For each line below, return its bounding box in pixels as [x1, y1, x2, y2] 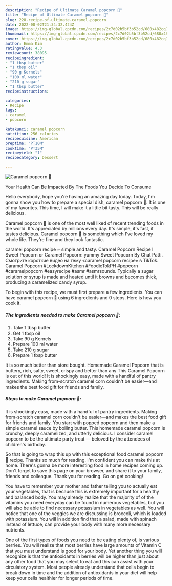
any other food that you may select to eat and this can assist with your [5, 558, 154, 564]
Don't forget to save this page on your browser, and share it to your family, [5, 467, 162, 473]
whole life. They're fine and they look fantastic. [5, 236, 104, 242]
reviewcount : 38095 [5, 50, 47, 56]
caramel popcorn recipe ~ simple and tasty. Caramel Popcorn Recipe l [5, 246, 154, 252]
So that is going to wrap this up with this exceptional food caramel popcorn [5, 451, 164, 457]
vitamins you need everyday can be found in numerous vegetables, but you [5, 499, 164, 505]
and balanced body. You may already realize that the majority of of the [5, 494, 154, 500]
